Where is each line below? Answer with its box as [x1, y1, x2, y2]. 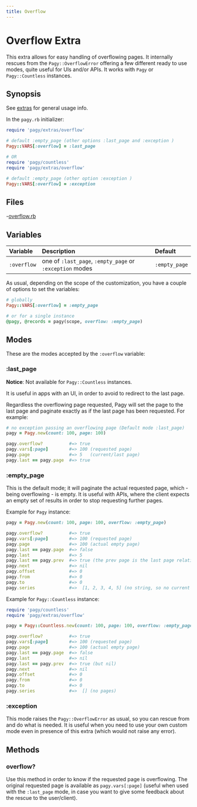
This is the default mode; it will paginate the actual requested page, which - [6, 485, 189, 492]
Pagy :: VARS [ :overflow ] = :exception [6, 181, 96, 187]
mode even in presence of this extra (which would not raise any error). [6, 728, 176, 735]
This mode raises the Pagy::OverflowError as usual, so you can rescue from [6, 715, 190, 722]
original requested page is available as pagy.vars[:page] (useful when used [6, 782, 189, 789]
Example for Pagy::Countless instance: [6, 595, 100, 602]
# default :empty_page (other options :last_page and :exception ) [6, 138, 175, 144]
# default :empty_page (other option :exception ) [6, 175, 133, 181]
